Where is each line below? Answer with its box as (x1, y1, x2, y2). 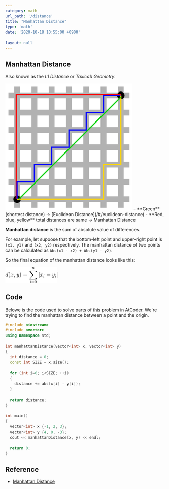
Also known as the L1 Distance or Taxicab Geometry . (5, 73, 116, 79)
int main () (5, 413, 28, 419)
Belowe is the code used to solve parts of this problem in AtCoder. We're (5, 307, 157, 313)
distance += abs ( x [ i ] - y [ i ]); (14, 381, 81, 386)
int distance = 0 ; (10, 354, 49, 359)
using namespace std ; (5, 333, 51, 338)
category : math (5, 8, 38, 13)
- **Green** (133, 206, 160, 212)
